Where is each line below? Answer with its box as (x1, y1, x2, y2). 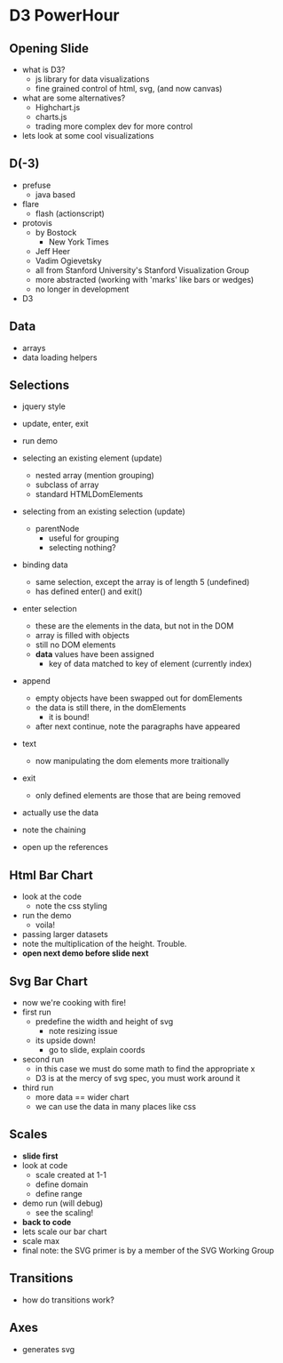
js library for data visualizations (35, 74, 150, 84)
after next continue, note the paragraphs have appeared (35, 721, 241, 732)
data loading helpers (21, 352, 98, 363)
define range (35, 1188, 83, 1199)
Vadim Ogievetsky (35, 255, 102, 266)
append (21, 676, 51, 686)
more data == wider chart (35, 1092, 130, 1102)
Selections (9, 378, 69, 393)
